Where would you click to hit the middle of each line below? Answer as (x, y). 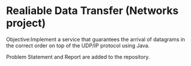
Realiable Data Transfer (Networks (92, 11)
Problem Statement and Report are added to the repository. (78, 57)
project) (26, 23)
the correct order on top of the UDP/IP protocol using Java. (78, 46)
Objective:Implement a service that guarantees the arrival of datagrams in (96, 39)
